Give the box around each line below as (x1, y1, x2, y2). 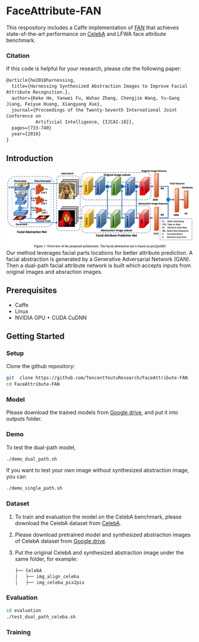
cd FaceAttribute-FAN (6, 381, 60, 387)
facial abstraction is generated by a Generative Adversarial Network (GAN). (6, 255, 191, 263)
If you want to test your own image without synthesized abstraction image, (6, 467, 189, 474)
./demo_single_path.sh (6, 485, 63, 492)
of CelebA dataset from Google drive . (14, 537, 107, 544)
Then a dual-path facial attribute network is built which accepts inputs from (6, 261, 191, 269)
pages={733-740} (11, 125, 52, 131)
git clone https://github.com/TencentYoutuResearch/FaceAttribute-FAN (6, 375, 188, 381)
